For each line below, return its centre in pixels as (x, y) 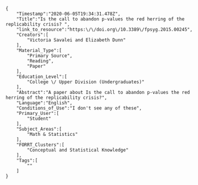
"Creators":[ (33, 35)
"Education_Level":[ (42, 77)
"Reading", (41, 61)
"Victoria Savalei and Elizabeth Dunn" (77, 40)
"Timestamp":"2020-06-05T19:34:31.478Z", (68, 14)
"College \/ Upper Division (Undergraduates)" (86, 82)
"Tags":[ (27, 160)
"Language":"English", (44, 103)
